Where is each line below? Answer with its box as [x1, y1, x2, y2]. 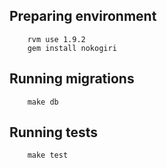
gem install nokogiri [27, 43, 117, 53]
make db [27, 97, 59, 107]
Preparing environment [9, 8, 157, 25]
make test [27, 150, 69, 161]
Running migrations [9, 70, 135, 88]
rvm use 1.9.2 [27, 34, 86, 44]
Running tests [9, 124, 99, 141]
